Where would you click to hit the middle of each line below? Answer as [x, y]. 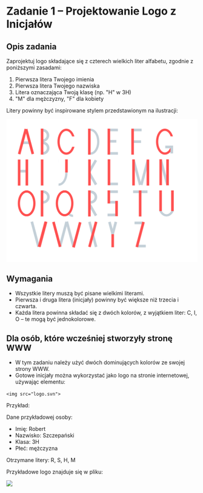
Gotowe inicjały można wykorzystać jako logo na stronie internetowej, [102, 376]
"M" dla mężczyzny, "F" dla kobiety [59, 99]
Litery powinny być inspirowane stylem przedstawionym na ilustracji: [92, 110]
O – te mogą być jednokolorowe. [55, 319]
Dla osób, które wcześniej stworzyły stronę [89, 338]
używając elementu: [40, 382]
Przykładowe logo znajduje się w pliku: [55, 472]
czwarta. [26, 306]
